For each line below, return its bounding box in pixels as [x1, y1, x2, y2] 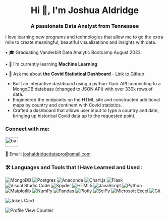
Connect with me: [5, 126, 50, 133]
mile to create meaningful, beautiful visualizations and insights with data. [5, 39, 156, 45]
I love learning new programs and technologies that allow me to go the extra [5, 34, 163, 40]
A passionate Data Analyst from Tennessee [30, 23, 139, 30]
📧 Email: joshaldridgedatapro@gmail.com [5, 151, 91, 157]
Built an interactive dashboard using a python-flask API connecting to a [12, 81, 161, 87]
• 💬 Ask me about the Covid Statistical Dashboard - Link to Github [5, 71, 145, 77]
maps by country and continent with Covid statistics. [12, 102, 122, 108]
